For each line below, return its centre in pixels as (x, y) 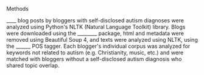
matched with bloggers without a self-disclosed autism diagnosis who (94, 59)
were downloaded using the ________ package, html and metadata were (95, 33)
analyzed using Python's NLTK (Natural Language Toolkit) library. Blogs (96, 27)
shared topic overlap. (33, 65)
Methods (18, 9)
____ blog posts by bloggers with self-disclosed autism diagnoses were (95, 20)
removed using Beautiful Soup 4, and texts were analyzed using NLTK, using (102, 40)
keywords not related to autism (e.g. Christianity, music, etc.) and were (95, 53)
